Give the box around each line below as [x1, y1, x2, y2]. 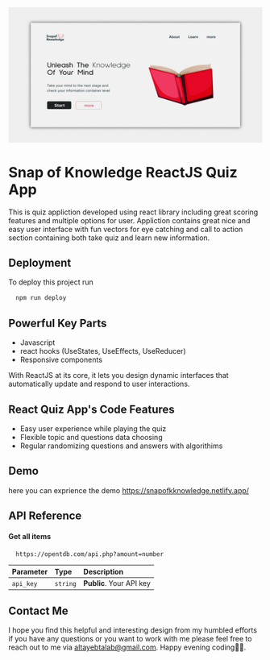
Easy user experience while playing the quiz [19, 423, 167, 434]
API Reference [8, 509, 82, 523]
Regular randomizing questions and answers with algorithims [19, 441, 223, 450]
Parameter [11, 567, 48, 576]
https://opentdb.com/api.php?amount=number [15, 550, 164, 558]
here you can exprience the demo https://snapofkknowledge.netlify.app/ [8, 485, 250, 495]
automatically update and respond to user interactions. [8, 379, 190, 389]
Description [83, 567, 123, 576]
